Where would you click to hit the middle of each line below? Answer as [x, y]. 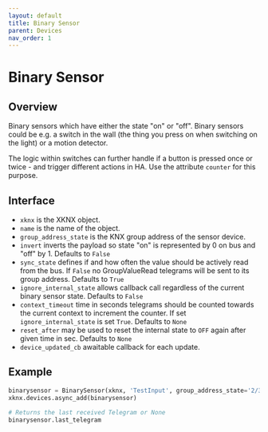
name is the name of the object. [70, 228]
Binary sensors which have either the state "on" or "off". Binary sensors [126, 126]
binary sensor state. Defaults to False [81, 296]
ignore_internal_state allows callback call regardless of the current [132, 287]
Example [30, 372]
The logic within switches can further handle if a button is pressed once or [130, 159]
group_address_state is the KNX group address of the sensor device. [132, 237]
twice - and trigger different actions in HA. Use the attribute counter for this [132, 167]
